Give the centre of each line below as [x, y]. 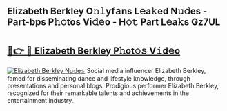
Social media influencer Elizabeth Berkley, [146, 71]
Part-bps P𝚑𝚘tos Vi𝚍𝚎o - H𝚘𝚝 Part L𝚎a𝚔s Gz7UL [114, 22]
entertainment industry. [40, 100]
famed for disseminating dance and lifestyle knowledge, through [99, 78]
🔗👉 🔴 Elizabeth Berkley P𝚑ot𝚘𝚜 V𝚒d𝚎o [94, 51]
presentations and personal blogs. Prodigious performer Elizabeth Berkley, [113, 86]
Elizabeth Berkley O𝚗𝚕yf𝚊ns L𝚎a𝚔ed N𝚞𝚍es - [107, 11]
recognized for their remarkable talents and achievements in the [98, 93]
